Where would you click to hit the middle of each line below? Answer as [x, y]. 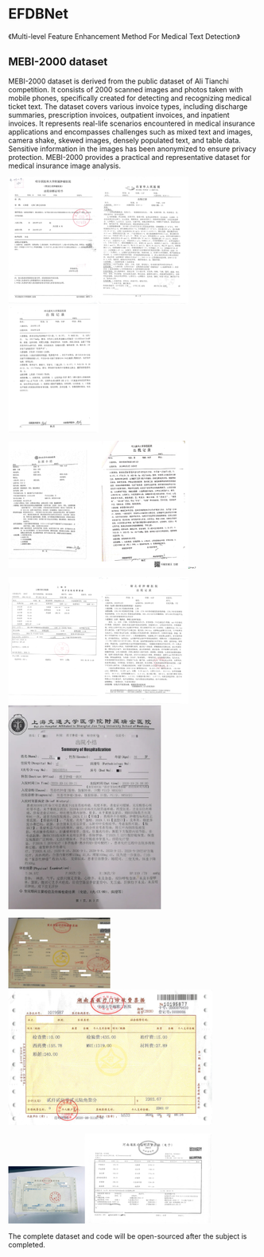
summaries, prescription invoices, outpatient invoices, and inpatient [119, 115]
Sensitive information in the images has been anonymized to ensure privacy [132, 149]
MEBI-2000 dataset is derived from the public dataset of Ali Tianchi [118, 81]
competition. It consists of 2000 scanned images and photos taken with [126, 89]
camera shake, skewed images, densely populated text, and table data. [124, 140]
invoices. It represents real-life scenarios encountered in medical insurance [132, 123]
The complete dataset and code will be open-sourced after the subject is [128, 1236]
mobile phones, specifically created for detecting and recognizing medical [130, 98]
